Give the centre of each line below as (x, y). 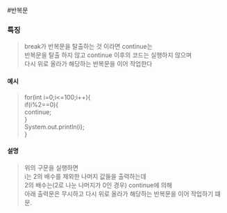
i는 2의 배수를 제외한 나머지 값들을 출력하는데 (85, 176)
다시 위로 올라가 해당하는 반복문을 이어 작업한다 (88, 64)
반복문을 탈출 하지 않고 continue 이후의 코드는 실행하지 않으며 (108, 55)
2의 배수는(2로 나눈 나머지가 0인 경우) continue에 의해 (98, 185)
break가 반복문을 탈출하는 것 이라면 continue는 (88, 47)
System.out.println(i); (54, 127)
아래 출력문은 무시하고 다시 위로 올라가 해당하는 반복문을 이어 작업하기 (119, 194)
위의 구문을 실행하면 (51, 167)
